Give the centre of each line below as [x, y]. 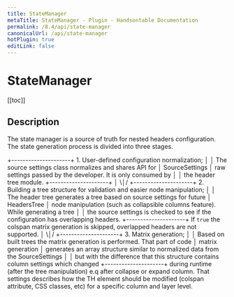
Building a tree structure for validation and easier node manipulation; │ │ [111, 189]
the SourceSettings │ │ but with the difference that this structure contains [113, 256]
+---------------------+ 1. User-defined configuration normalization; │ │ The [117, 160]
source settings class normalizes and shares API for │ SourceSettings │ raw [116, 167]
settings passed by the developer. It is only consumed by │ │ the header [111, 175]
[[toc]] [16, 100]
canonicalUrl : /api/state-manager [58, 33]
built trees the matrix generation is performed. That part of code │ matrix [112, 241]
